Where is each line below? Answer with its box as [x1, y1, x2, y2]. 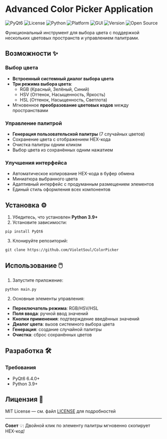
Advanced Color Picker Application [5, 3, 153, 15]
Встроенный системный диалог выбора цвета [12, 76, 114, 82]
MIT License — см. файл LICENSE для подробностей [5, 408, 116, 414]
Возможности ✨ [5, 49, 58, 58]
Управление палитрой [5, 119, 62, 126]
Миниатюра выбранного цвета [12, 176, 78, 182]
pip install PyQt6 [5, 229, 43, 234]
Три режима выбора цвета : [12, 81, 73, 87]
